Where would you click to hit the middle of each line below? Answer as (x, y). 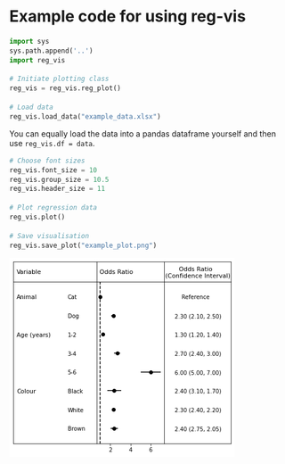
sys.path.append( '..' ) (51, 51)
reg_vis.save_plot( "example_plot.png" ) (83, 245)
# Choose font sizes (48, 161)
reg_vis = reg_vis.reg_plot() (65, 88)
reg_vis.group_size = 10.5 (59, 179)
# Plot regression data (53, 208)
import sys (29, 41)
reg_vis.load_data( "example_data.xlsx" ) (85, 116)
